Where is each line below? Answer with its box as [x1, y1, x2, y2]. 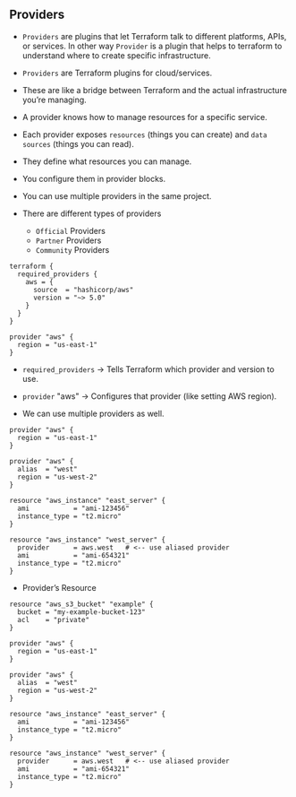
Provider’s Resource [21, 582, 97, 593]
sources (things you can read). [21, 138, 134, 149]
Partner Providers [35, 235, 102, 246]
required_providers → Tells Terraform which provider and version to [21, 363, 275, 375]
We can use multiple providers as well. [21, 408, 165, 419]
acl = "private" [17, 615, 90, 624]
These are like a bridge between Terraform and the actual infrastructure [21, 84, 288, 95]
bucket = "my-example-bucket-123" [17, 607, 146, 617]
